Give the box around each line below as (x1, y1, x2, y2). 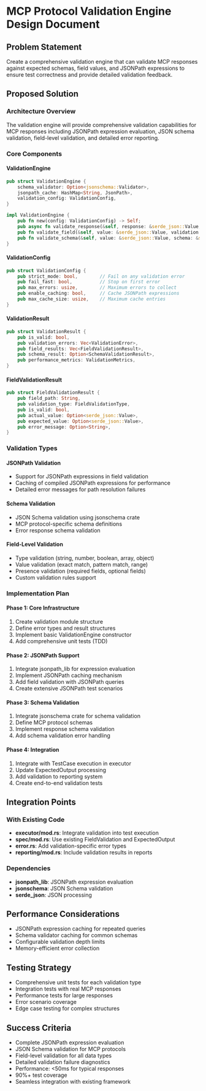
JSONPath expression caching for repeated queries (15, 925, 146, 933)
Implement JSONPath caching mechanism (15, 672, 123, 679)
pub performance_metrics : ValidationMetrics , (17, 357, 136, 363)
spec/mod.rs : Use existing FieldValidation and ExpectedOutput (15, 836, 175, 843)
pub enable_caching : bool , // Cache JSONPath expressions (17, 290, 180, 297)
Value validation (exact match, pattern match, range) (15, 561, 148, 568)
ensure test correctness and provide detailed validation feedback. (6, 71, 173, 78)
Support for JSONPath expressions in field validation (15, 473, 148, 480)
